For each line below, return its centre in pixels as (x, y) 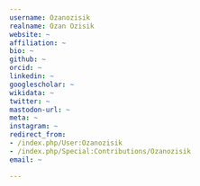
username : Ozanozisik (50, 18)
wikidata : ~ (32, 93)
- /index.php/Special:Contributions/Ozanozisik (100, 151)
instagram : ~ (34, 127)
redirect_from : (38, 135)
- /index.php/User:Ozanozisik (66, 143)
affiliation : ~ (38, 43)
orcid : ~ (26, 68)
